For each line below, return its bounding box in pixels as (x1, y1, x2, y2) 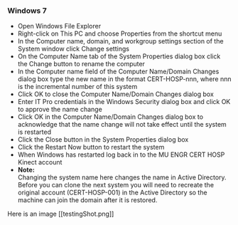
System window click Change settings (17, 45, 130, 53)
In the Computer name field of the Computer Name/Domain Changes (17, 67, 220, 76)
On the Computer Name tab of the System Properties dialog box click (17, 52, 221, 61)
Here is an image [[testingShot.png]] (7, 209, 114, 219)
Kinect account (17, 158, 63, 167)
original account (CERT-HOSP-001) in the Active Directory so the (17, 188, 207, 197)
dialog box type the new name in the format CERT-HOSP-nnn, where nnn (17, 75, 232, 83)
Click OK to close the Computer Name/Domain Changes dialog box (17, 90, 215, 98)
